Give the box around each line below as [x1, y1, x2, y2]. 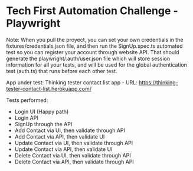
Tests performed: [6, 96, 48, 104]
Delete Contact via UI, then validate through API [14, 152, 131, 159]
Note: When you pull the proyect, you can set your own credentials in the [6, 36, 184, 43]
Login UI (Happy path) [14, 108, 69, 115]
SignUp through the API [14, 120, 73, 127]
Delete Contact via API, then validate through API [14, 158, 134, 165]
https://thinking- [138, 78, 178, 86]
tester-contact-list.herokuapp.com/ [6, 85, 92, 92]
